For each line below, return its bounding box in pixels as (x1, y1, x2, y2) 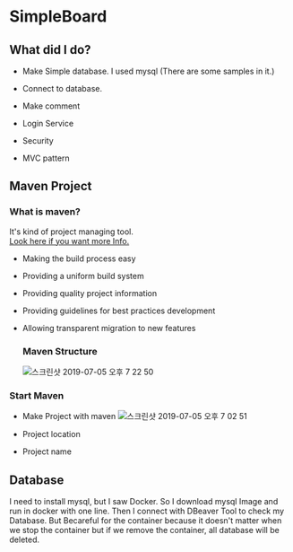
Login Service (22, 118, 74, 128)
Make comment (22, 101, 81, 111)
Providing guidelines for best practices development (22, 305, 216, 316)
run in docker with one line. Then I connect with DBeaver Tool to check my (9, 505, 285, 517)
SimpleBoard (9, 6, 108, 27)
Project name (22, 446, 72, 457)
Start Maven (9, 389, 65, 401)
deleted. (9, 534, 40, 545)
